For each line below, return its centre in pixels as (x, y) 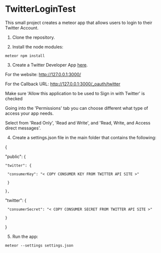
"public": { (15, 156)
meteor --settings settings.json (39, 245)
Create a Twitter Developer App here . (50, 65)
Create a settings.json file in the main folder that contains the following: (84, 137)
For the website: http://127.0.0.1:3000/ (43, 74)
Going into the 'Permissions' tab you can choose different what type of (77, 108)
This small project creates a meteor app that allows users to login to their (79, 23)
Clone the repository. (33, 37)
